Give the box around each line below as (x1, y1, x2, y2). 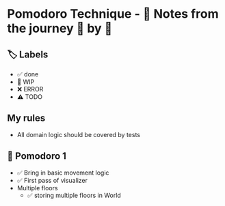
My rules (7, 113, 46, 124)
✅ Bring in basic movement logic (16, 168, 109, 177)
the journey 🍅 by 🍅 (7, 20, 113, 36)
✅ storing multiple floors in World (27, 191, 121, 199)
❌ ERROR (16, 85, 44, 93)
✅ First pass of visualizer (16, 176, 88, 184)
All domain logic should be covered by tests (16, 130, 140, 138)
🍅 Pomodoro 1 (7, 150, 67, 162)
